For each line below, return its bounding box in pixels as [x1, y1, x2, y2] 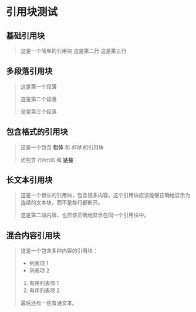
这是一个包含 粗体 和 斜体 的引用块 [20, 144, 104, 151]
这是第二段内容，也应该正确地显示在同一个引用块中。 [20, 211, 150, 218]
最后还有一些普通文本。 [20, 300, 77, 307]
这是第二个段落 [20, 95, 57, 102]
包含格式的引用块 [6, 127, 68, 137]
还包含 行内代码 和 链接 [20, 156, 74, 163]
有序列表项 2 [29, 287, 60, 294]
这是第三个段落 [20, 108, 57, 115]
